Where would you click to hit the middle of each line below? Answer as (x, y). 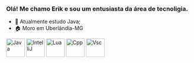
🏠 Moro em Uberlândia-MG (49, 28)
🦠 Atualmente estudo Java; (48, 22)
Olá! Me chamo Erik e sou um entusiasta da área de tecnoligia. (97, 9)
